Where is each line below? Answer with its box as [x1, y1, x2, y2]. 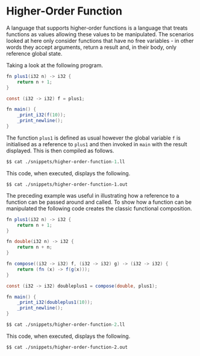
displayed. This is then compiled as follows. [6, 147, 114, 154]
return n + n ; [17, 244, 52, 250]
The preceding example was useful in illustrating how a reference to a [6, 192, 180, 199]
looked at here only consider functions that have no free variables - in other [6, 37, 194, 44]
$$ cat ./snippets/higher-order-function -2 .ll [6, 322, 125, 328]
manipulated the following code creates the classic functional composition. [6, 204, 192, 212]
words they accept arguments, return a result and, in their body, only [6, 44, 177, 51]
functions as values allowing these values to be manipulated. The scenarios [6, 30, 194, 37]
